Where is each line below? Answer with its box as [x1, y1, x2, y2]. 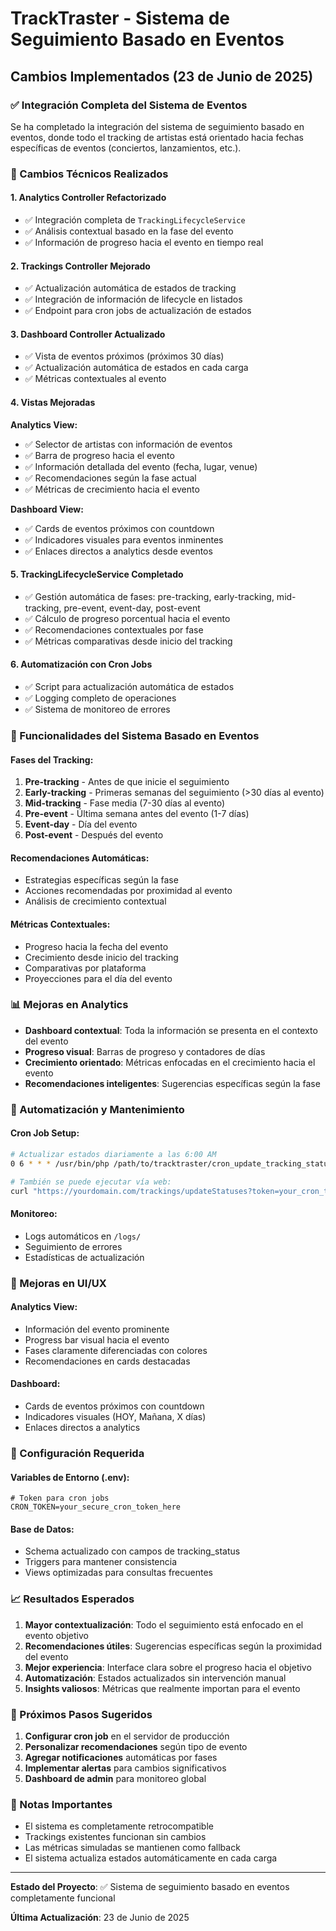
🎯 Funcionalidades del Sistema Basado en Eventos [10, 728, 260, 742]
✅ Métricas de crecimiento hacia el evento [24, 483, 200, 495]
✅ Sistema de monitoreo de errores [24, 703, 171, 716]
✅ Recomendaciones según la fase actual [24, 472, 197, 484]
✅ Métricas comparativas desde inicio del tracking [24, 635, 233, 647]
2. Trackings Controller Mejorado [10, 260, 151, 272]
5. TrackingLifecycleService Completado [10, 568, 184, 581]
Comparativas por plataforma [24, 962, 147, 974]
